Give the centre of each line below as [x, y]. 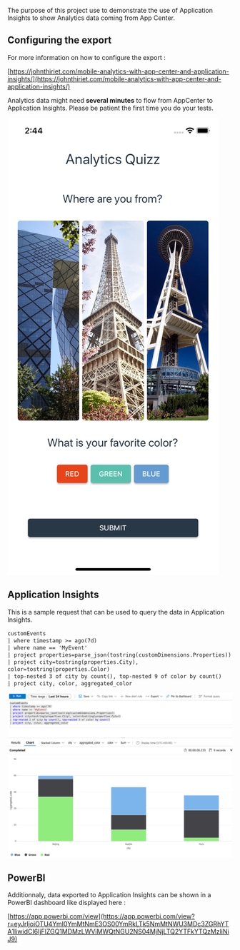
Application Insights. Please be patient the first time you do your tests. [111, 108]
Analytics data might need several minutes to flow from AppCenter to [110, 100]
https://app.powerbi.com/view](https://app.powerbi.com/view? [102, 916]
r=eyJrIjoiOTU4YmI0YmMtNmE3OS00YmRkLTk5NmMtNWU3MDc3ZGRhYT [118, 924]
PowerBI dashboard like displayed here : [67, 903]
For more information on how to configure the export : [87, 57]
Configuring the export [60, 40]
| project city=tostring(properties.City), [73, 662]
